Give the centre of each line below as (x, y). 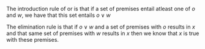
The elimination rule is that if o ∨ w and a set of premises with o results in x (101, 27)
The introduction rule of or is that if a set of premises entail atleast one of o (101, 9)
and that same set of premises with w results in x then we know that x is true (103, 33)
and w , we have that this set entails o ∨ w (59, 15)
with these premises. (33, 40)
